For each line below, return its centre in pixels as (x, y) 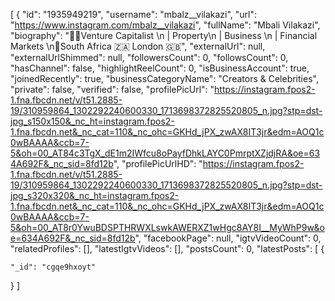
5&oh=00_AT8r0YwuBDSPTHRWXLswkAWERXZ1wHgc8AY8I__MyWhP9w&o (167, 227)
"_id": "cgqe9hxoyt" (53, 267)
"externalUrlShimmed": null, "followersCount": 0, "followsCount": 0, (149, 57)
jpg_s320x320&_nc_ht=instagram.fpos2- (95, 195)
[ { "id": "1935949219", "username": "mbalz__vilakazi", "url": (134, 14)
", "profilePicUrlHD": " (158, 163)
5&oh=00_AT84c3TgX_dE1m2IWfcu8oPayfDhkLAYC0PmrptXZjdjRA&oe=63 (165, 153)
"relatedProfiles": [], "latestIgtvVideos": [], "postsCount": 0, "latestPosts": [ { (167, 248)
